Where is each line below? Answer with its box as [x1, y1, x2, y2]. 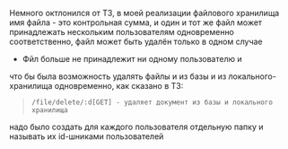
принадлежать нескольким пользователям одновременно [9, 27, 235, 37]
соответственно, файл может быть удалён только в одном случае [9, 36, 263, 47]
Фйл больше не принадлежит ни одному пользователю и [22, 54, 242, 64]
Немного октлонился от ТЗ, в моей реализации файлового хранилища [9, 8, 280, 18]
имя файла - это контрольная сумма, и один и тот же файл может [9, 17, 263, 28]
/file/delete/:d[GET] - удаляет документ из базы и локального [31, 98, 274, 107]
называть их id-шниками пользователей [9, 131, 164, 142]
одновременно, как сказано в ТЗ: [54, 81, 184, 91]
